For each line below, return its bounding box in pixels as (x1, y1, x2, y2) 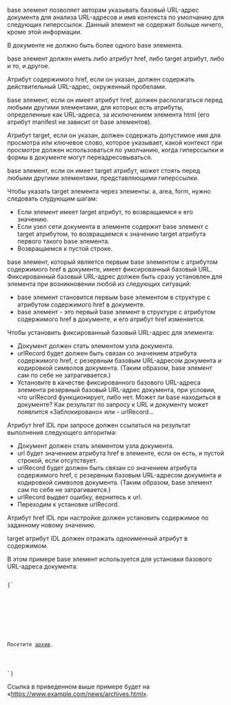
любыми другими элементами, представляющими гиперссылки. (7, 174, 199, 182)
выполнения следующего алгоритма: (7, 429, 117, 436)
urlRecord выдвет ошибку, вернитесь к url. (17, 493, 143, 501)
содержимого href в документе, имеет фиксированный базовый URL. (7, 265, 212, 273)
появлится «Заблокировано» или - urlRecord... (17, 408, 154, 416)
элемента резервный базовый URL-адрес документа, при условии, (17, 386, 216, 394)
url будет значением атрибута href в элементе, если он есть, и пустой (17, 449, 225, 457)
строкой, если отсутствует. (17, 456, 98, 464)
